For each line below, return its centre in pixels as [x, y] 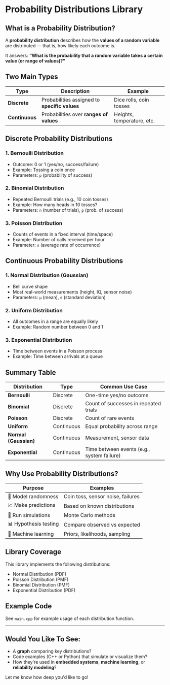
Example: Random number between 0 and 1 [58, 327]
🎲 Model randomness [33, 496]
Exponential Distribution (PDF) [44, 590]
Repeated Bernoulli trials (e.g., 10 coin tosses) [60, 199]
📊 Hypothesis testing [33, 524]
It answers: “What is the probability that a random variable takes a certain [84, 55]
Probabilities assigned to [71, 100]
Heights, [124, 114]
